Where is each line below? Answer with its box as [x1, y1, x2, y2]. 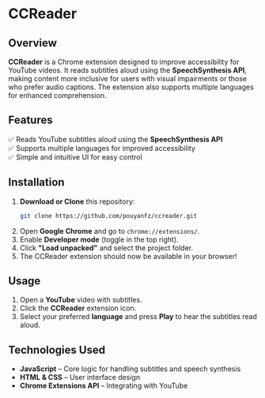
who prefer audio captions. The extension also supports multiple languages [8, 82, 255, 92]
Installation [8, 175, 65, 190]
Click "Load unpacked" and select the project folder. [19, 242, 194, 253]
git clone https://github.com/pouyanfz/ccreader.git [19, 212, 198, 220]
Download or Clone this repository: [19, 197, 135, 206]
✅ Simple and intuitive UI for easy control [8, 152, 142, 162]
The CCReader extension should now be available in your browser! [19, 251, 237, 261]
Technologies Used [8, 343, 105, 356]
